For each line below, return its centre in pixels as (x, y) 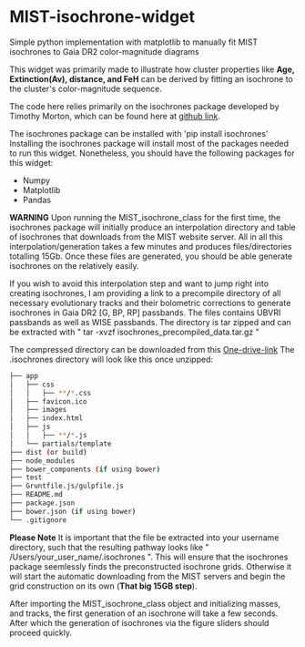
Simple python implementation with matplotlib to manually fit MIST (134, 42)
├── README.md (36, 495)
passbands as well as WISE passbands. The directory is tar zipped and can (150, 322)
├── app (24, 375)
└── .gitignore (38, 520)
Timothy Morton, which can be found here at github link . (115, 116)
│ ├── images (38, 410)
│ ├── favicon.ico (49, 401)
